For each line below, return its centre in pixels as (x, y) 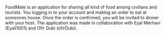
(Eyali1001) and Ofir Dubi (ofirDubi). (41, 28)
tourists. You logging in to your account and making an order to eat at (76, 12)
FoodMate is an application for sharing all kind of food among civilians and (81, 7)
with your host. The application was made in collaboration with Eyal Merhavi (83, 23)
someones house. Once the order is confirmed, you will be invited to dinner (82, 18)
